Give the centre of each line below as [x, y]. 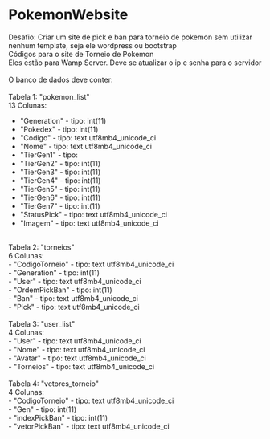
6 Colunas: [26, 255]
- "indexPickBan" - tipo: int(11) [58, 417]
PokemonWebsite [68, 15]
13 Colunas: [28, 105]
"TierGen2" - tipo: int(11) [60, 163]
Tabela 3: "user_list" [42, 323]
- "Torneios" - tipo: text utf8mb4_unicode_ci [82, 366]
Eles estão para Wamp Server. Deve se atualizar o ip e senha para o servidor [135, 63]
